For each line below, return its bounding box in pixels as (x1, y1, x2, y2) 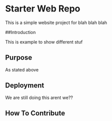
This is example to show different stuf (5, 38, 83, 45)
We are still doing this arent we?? (5, 94, 73, 100)
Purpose (5, 53, 32, 62)
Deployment (5, 81, 44, 90)
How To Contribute (5, 108, 65, 117)
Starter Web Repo (5, 3, 80, 14)
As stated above (5, 66, 39, 72)
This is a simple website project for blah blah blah (5, 19, 107, 25)
